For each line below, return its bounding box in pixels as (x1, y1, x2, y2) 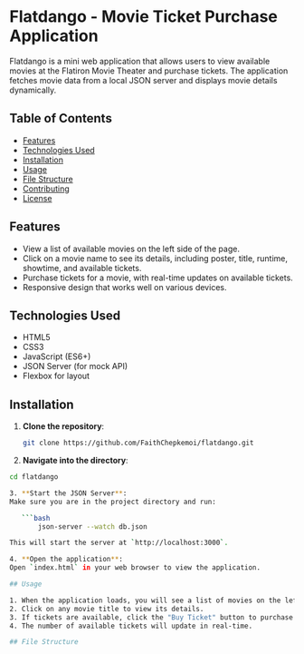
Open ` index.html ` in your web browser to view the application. (9, 563, 261, 572)
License (22, 192, 52, 203)
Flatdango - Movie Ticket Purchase (9, 6, 279, 27)
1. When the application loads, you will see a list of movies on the (9, 596, 281, 605)
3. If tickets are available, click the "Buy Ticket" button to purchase (9, 612, 294, 622)
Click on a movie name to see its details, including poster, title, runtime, (22, 252, 288, 264)
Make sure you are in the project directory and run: (9, 497, 217, 506)
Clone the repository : (22, 421, 105, 432)
